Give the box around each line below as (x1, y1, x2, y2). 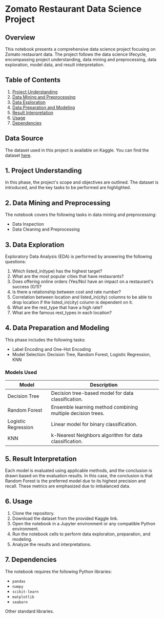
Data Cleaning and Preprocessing (12, 226, 80, 233)
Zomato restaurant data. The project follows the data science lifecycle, (5, 51, 147, 57)
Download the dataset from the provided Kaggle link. (12, 515, 119, 521)
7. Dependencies (5, 555, 57, 564)
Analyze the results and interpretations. (12, 541, 92, 547)
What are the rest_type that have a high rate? (12, 304, 103, 311)
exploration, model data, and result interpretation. (5, 62, 105, 67)
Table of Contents (5, 76, 61, 84)
